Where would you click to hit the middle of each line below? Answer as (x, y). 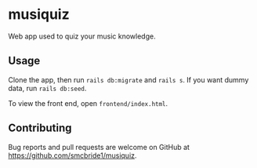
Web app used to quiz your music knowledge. (82, 36)
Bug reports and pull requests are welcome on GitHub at (99, 147)
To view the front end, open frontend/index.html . (88, 103)
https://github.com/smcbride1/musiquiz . (72, 155)
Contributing (40, 128)
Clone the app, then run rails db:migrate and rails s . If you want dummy (128, 79)
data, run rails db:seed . (47, 88)
